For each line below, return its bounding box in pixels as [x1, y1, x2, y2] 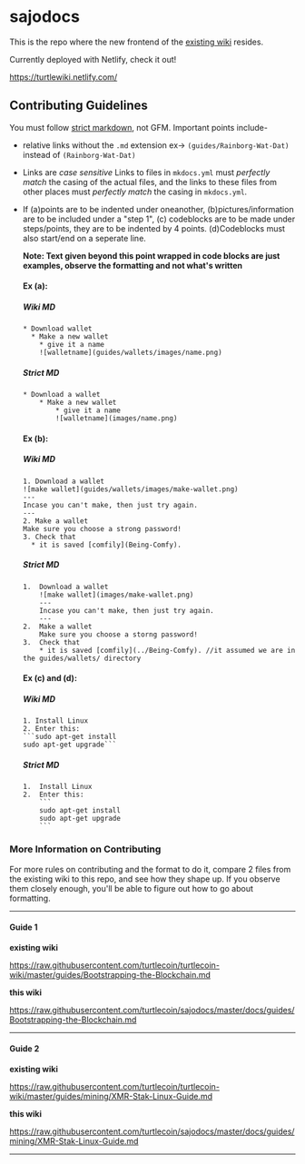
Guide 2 [9, 1043, 40, 1054]
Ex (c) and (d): [22, 673, 77, 684]
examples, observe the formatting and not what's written [22, 260, 243, 271]
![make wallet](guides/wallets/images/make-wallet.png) [22, 484, 239, 494]
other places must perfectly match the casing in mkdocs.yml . [22, 186, 248, 197]
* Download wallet [22, 324, 93, 333]
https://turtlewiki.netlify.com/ [9, 71, 118, 83]
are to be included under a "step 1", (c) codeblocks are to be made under [22, 213, 296, 224]
